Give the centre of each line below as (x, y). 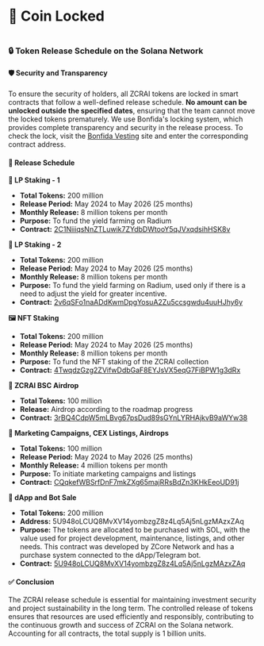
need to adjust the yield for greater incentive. (93, 294)
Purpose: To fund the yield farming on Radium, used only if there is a (132, 286)
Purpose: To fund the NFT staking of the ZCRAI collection (114, 362)
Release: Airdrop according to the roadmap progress (106, 410)
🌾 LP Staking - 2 (35, 244)
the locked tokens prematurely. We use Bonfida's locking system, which (126, 119)
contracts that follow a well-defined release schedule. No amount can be (128, 102)
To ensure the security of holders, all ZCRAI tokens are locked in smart (124, 94)
